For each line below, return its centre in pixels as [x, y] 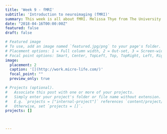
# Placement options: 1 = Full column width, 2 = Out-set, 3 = [72, 51]
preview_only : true [30, 79]
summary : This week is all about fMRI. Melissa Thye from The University [83, 19]
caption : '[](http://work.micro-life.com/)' [56, 69]
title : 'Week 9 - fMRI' [30, 10]
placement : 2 [23, 65]
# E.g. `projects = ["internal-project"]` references [64, 101]
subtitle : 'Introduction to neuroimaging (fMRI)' [58, 14]
